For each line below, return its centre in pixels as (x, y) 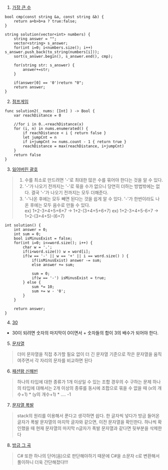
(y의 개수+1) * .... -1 (52, 394)
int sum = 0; (27, 234)
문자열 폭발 (23, 405)
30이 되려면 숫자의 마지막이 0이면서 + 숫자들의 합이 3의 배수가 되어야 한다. (85, 333)
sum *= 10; (43, 287)
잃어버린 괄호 (25, 169)
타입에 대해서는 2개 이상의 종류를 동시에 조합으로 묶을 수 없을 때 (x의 (89, 388)
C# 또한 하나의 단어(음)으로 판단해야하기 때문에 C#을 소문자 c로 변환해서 (88, 456)
